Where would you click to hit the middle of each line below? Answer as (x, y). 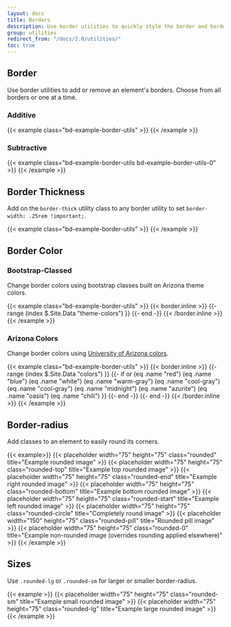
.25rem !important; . (57, 216)
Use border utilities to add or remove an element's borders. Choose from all (114, 89)
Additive (22, 115)
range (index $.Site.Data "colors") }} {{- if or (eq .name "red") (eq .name (109, 374)
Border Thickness (46, 192)
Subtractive (27, 148)
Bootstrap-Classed (40, 270)
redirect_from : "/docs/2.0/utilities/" (64, 39)
